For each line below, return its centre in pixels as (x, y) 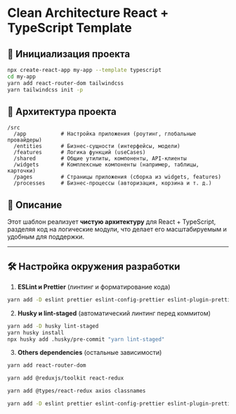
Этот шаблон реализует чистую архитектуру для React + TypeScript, (112, 222)
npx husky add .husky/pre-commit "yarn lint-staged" (86, 339)
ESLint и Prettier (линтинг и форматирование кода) (94, 287)
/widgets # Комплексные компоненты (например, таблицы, (106, 165)
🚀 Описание (35, 205)
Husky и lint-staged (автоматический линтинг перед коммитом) (114, 313)
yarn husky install (36, 332)
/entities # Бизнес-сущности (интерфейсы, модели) (97, 146)
